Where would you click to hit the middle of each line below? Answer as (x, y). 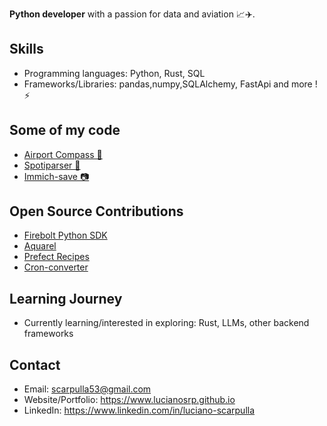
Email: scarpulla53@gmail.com (87, 389)
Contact (35, 364)
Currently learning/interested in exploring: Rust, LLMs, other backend (166, 323)
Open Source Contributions (96, 211)
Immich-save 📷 (56, 176)
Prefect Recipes (56, 257)
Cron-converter (56, 267)
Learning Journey (66, 298)
